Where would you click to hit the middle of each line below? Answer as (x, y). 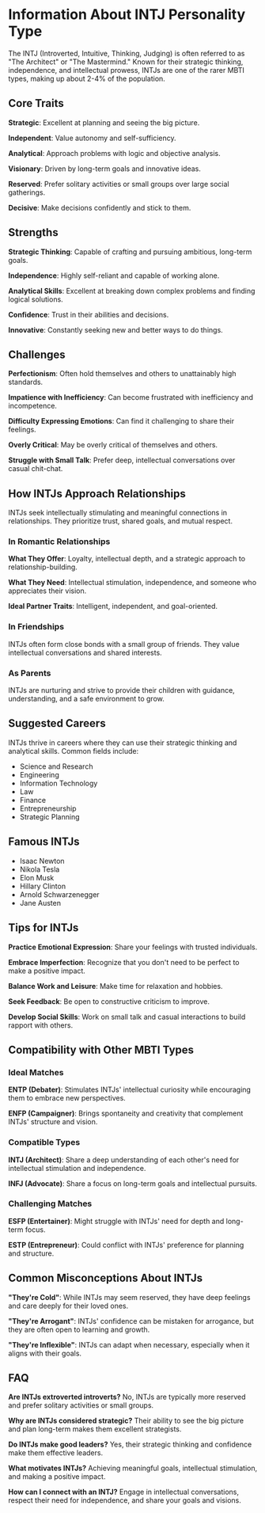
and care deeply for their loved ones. (68, 1306)
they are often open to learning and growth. (79, 1329)
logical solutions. (36, 299)
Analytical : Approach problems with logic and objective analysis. (114, 153)
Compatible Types (44, 1142)
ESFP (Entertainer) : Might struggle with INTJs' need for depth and (116, 1221)
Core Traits (36, 103)
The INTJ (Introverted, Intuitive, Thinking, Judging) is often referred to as (127, 53)
